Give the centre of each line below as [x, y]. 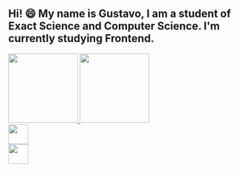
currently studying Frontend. [81, 38]
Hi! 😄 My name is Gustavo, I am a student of [120, 14]
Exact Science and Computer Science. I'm [114, 27]
